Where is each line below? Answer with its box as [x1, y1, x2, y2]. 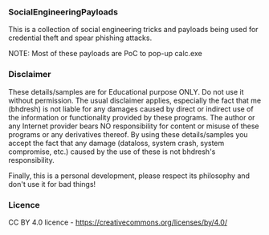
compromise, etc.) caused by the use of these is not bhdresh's [8, 147, 216, 156]
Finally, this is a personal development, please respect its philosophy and [8, 171, 251, 180]
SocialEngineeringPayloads [8, 6, 119, 18]
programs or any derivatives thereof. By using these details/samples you [8, 129, 248, 139]
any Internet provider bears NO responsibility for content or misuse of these [8, 121, 259, 131]
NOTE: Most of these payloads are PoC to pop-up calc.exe [8, 49, 202, 59]
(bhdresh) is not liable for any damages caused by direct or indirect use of [8, 103, 255, 114]
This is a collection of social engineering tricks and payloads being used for [8, 25, 259, 34]
